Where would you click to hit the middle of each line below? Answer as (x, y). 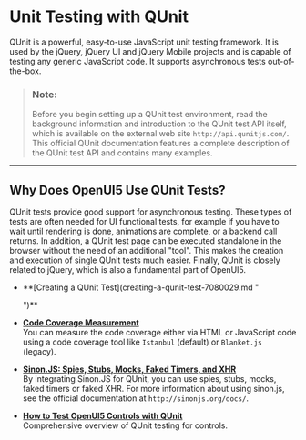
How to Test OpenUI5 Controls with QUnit (102, 416)
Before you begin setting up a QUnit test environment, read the (150, 115)
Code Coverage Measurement (81, 323)
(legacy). (39, 352)
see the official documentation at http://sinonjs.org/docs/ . (135, 398)
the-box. (25, 71)
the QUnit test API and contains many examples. (122, 153)
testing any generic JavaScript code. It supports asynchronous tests (138, 61)
